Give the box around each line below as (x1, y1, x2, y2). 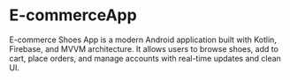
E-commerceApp (9, 5, 137, 25)
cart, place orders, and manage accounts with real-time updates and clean (9, 53, 281, 63)
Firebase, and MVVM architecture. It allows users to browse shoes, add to (9, 43, 279, 54)
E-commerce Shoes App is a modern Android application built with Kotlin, (9, 34, 277, 45)
